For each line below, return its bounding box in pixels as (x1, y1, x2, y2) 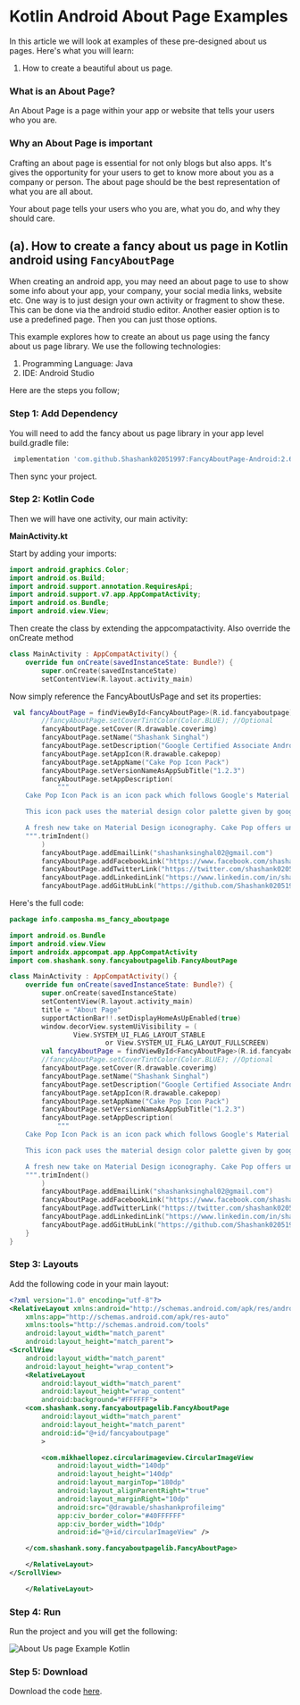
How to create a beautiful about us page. (21, 63, 173, 73)
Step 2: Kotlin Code (9, 493, 96, 506)
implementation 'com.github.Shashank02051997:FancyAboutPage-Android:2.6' (12, 454, 297, 464)
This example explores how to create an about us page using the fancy (9, 332, 271, 342)
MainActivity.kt (9, 530, 69, 542)
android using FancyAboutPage (9, 252, 175, 267)
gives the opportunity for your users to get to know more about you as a (9, 167, 274, 178)
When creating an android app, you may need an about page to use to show (9, 276, 289, 287)
